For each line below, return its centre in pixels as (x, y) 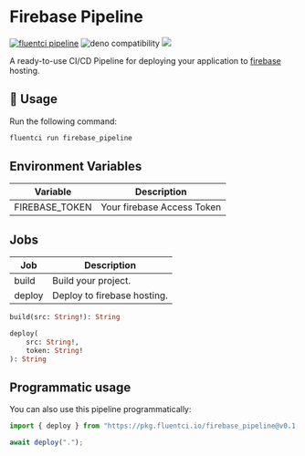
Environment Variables (76, 166)
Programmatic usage (70, 388)
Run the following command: (63, 121)
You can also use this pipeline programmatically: (100, 409)
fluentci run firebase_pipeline (71, 138)
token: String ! (55, 350)
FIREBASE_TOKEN (53, 207)
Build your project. (91, 281)
